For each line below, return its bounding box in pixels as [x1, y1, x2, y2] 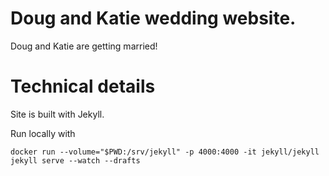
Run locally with [10, 127, 76, 139]
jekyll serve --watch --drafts [10, 155, 141, 166]
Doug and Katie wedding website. [10, 7, 297, 30]
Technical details [10, 75, 156, 98]
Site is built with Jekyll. [10, 108, 105, 120]
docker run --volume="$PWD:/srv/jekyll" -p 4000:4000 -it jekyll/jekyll [10, 147, 320, 157]
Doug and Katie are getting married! [10, 40, 158, 52]
